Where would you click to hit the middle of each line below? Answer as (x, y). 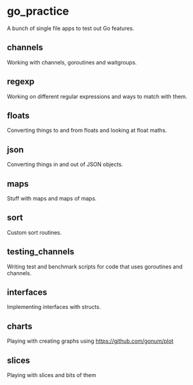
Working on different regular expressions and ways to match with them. (97, 96)
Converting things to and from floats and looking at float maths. (87, 131)
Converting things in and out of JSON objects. (65, 164)
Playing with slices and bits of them (52, 375)
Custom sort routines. (34, 232)
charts (20, 326)
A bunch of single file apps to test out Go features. (70, 28)
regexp (21, 82)
